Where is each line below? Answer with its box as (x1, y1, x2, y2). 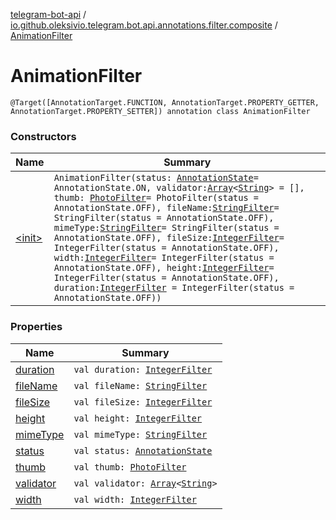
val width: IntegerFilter (73, 494, 197, 505)
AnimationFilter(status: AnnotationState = (53, 172, 259, 184)
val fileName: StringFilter (73, 380, 208, 391)
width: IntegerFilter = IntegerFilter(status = (53, 252, 275, 264)
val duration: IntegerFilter (73, 364, 213, 375)
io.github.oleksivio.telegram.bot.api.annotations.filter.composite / (10, 19, 278, 31)
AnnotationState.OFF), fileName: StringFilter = (53, 202, 280, 214)
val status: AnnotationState (73, 445, 213, 456)
